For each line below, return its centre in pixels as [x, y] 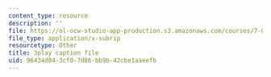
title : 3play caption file [54, 53]
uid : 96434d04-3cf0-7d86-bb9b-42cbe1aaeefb [83, 61]
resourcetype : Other [43, 46]
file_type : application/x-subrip [65, 38]
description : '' [35, 23]
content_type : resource [48, 16]
